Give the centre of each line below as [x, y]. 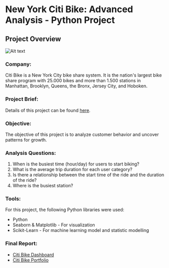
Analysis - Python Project [60, 20]
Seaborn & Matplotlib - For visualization [54, 225]
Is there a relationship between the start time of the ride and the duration [88, 175]
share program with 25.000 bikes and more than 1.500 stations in [73, 81]
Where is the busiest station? [43, 186]
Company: [18, 64]
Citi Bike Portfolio [31, 260]
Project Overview [33, 39]
